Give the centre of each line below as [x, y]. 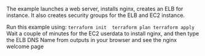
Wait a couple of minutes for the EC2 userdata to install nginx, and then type [103, 33]
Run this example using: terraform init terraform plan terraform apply [100, 27]
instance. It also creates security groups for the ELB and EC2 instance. [96, 15]
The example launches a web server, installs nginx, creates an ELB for [95, 9]
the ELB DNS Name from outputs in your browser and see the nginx [91, 40]
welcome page [25, 46]
